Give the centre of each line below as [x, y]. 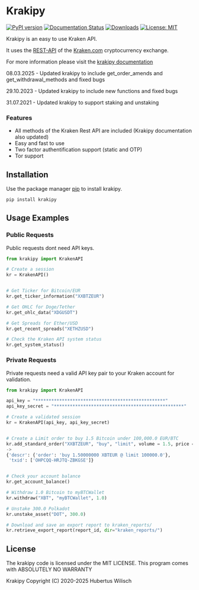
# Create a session [30, 270]
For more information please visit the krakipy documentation [80, 62]
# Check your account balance [44, 476]
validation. [19, 379]
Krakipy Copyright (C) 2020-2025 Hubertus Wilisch [69, 581]
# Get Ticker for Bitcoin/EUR [44, 291]
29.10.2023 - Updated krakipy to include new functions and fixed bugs [92, 91]
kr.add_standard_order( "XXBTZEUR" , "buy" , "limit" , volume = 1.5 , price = [100, 444]
